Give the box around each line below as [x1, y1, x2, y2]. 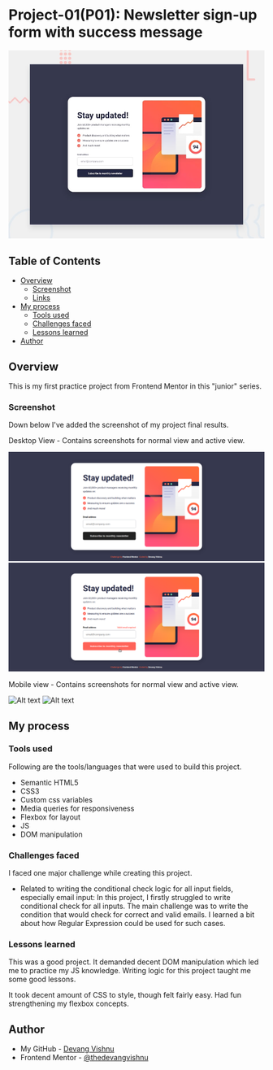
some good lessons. [8, 974, 76, 985]
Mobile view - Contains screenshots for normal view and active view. [8, 680, 240, 689]
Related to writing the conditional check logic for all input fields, [19, 884, 234, 894]
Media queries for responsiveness [19, 803, 135, 813]
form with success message [8, 23, 203, 41]
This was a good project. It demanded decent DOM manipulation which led [8, 957, 259, 967]
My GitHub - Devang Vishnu [19, 1044, 115, 1054]
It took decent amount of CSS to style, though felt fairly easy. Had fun [8, 990, 242, 1000]
